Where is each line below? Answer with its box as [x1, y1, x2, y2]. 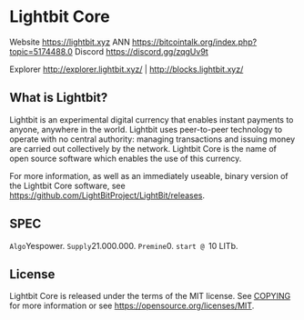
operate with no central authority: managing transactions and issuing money [9, 134, 296, 145]
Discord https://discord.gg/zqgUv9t [74, 45, 209, 56]
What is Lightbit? [9, 90, 108, 105]
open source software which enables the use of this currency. [9, 153, 242, 164]
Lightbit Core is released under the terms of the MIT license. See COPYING [9, 291, 291, 302]
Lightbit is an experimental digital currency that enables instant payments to [9, 114, 294, 125]
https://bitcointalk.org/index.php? [131, 36, 258, 47]
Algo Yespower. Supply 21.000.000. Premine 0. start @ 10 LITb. [9, 240, 238, 251]
